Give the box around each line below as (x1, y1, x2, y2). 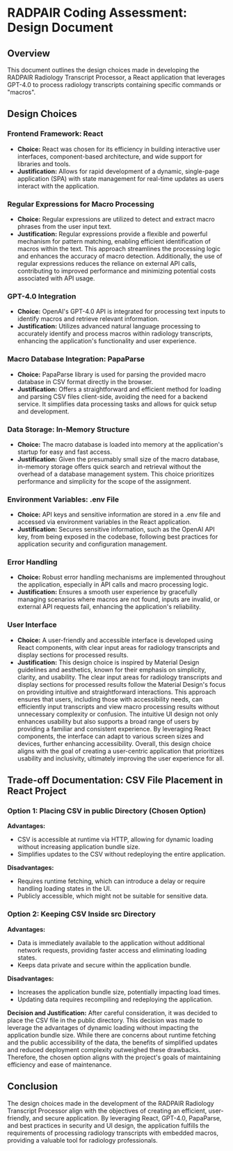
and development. (17, 407, 70, 415)
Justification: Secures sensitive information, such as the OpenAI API (17, 525, 216, 534)
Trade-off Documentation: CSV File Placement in (7, 775, 223, 786)
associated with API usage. (17, 273, 95, 283)
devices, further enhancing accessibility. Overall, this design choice (17, 739, 211, 747)
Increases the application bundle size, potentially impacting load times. (17, 987, 221, 996)
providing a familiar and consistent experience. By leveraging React (17, 724, 211, 733)
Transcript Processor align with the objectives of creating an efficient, (7, 1106, 207, 1115)
